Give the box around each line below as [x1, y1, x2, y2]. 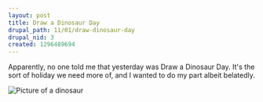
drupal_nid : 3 [8, 33, 55, 42]
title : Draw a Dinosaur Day [8, 19, 100, 27]
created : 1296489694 [8, 41, 76, 49]
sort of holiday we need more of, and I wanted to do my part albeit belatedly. [8, 71, 255, 80]
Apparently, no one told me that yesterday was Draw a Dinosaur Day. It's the [8, 62, 255, 71]
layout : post [8, 11, 51, 20]
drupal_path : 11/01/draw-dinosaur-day [8, 26, 135, 34]
